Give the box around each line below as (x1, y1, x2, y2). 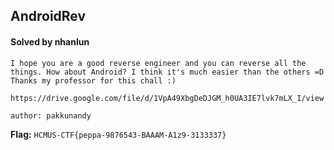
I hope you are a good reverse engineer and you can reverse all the (10, 58, 307, 68)
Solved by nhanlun (10, 35, 90, 48)
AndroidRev (10, 8, 87, 25)
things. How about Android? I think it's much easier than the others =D (10, 67, 325, 77)
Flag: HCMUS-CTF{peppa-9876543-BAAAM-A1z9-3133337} (10, 128, 227, 140)
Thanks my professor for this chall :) (10, 75, 177, 86)
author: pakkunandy (10, 110, 92, 121)
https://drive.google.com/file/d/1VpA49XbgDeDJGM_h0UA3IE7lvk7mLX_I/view (10, 93, 325, 103)
